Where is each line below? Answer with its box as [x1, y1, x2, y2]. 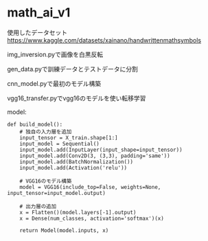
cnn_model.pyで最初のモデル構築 [7, 79, 102, 87]
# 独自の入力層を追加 [19, 128, 72, 135]
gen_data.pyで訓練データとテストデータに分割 [7, 65, 139, 73]
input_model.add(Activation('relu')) [19, 164, 128, 171]
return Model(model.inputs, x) [19, 227, 109, 234]
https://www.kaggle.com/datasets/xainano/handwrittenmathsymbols [7, 36, 201, 44]
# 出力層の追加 [19, 203, 57, 210]
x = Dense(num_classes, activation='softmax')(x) [19, 215, 165, 222]
